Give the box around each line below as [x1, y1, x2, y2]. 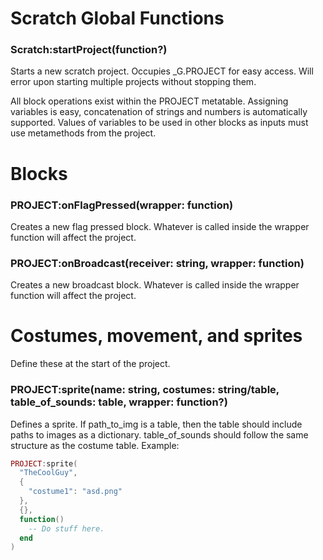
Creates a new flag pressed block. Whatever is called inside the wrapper [10, 220, 310, 232]
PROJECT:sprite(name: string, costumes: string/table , [10, 383, 280, 397]
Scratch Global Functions [10, 7, 225, 30]
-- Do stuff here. [28, 523, 105, 534]
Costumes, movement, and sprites [10, 325, 303, 347]
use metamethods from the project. [10, 127, 157, 139]
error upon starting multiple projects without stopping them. [10, 76, 257, 88]
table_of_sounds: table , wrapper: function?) [10, 395, 228, 409]
